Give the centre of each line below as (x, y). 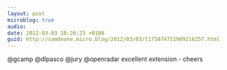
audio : (17, 26)
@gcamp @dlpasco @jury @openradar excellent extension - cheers (105, 59)
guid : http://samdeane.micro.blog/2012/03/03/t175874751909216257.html (113, 40)
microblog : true (31, 20)
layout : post (26, 14)
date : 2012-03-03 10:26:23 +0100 (56, 33)
